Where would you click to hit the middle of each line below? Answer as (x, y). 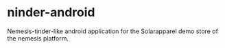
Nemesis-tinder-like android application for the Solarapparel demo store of (113, 31)
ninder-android (51, 13)
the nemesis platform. (38, 38)
